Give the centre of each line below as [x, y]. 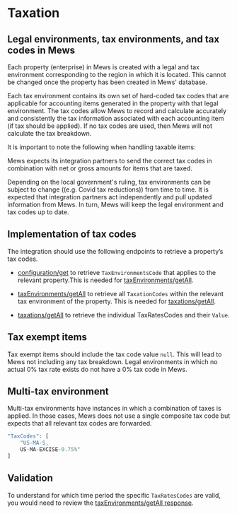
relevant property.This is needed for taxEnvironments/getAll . [105, 280]
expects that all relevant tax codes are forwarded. [80, 424]
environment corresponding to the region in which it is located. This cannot [117, 75]
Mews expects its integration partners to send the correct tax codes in [110, 161]
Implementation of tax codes [72, 234]
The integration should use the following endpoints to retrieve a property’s [115, 251]
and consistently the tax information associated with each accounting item [116, 118]
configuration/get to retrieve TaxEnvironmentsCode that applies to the [117, 272]
